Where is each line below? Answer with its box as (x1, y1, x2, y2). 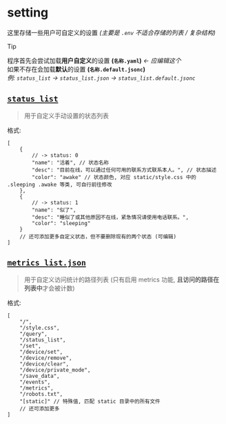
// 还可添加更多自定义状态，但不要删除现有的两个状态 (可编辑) (19, 233, 177, 240)
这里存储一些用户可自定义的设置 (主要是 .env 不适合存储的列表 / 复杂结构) (7, 28, 216, 36)
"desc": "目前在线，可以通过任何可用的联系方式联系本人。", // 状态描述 (32, 167, 217, 173)
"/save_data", (19, 372, 60, 379)
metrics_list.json (7, 258, 86, 268)
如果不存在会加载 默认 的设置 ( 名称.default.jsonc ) (7, 65, 146, 73)
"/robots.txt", (19, 390, 63, 397)
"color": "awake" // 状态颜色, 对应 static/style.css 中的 (32, 173, 196, 180)
